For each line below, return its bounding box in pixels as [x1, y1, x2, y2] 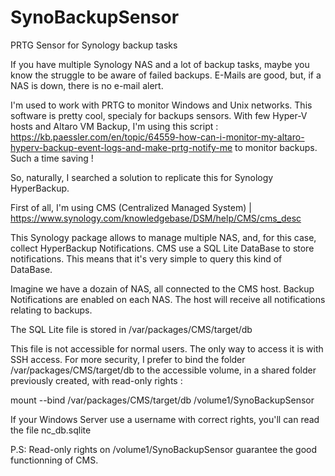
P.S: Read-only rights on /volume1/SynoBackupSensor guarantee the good [10, 443, 318, 455]
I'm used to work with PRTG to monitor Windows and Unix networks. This [10, 99, 313, 111]
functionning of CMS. [10, 454, 99, 466]
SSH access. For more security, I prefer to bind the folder [10, 353, 246, 365]
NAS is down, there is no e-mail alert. [10, 79, 164, 91]
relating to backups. [10, 304, 93, 316]
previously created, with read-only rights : [10, 374, 183, 386]
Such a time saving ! [10, 152, 94, 164]
